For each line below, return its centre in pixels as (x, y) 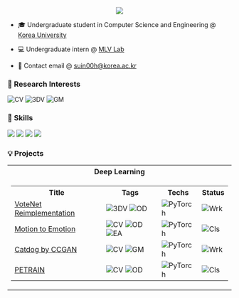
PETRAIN (30, 270)
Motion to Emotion (45, 229)
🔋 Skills (20, 118)
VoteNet (28, 204)
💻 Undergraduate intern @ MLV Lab (71, 49)
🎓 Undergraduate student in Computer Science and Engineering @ (117, 25)
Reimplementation (45, 213)
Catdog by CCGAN (46, 249)
